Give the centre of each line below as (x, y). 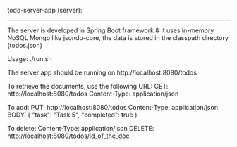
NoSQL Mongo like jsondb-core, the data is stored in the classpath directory (118, 38)
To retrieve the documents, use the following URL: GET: (88, 86)
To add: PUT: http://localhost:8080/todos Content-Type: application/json (113, 107)
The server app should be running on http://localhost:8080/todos (102, 72)
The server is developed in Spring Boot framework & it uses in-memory (111, 30)
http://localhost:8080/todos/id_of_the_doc (68, 136)
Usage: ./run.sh (30, 59)
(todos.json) (25, 45)
